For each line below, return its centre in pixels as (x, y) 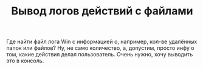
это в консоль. (25, 61)
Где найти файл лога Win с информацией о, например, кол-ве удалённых (102, 42)
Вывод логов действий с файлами (102, 11)
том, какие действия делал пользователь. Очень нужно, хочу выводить (100, 55)
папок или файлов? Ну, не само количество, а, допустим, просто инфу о (100, 48)
